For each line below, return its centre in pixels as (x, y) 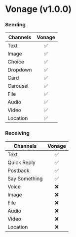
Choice (16, 62)
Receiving (17, 133)
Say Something (25, 178)
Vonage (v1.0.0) (38, 9)
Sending (15, 25)
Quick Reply (21, 162)
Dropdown (20, 70)
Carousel (18, 86)
